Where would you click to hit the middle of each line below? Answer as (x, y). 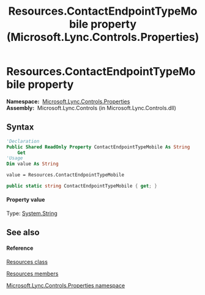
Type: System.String (32, 213)
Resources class (27, 261)
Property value (26, 200)
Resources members (32, 274)
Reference (20, 248)
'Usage (15, 158)
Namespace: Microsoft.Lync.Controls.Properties (68, 101)
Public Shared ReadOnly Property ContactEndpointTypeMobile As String (98, 147)
